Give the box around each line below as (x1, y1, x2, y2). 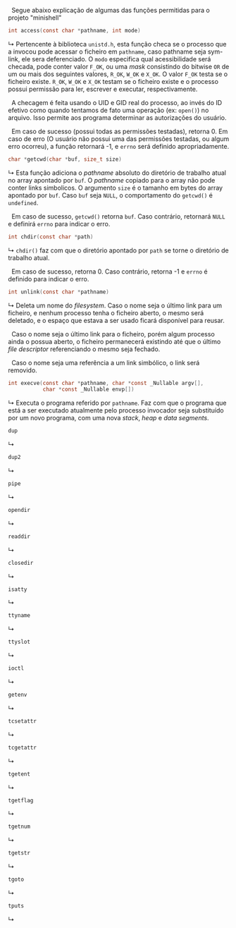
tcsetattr (8, 717, 37, 725)
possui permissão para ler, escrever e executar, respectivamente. (8, 85, 198, 93)
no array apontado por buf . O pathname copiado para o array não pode (8, 176, 216, 184)
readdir (8, 532, 31, 540)
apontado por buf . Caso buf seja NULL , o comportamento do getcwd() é (8, 190, 213, 200)
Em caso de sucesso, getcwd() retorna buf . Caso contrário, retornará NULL (11, 212, 225, 221)
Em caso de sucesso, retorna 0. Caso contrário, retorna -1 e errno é (11, 267, 208, 276)
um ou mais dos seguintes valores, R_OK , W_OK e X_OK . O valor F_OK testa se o (8, 70, 228, 78)
